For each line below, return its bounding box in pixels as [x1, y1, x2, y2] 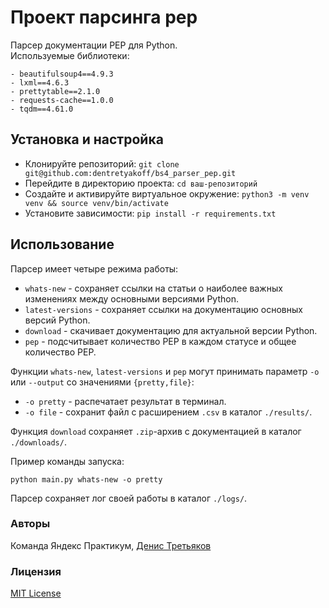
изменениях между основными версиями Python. [24, 292, 239, 305]
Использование [10, 236, 115, 253]
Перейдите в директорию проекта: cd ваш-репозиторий [24, 177, 258, 189]
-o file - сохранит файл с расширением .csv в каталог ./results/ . [24, 406, 313, 418]
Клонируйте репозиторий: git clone [24, 157, 180, 170]
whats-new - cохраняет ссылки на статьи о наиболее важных [24, 282, 283, 294]
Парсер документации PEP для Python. [10, 39, 178, 51]
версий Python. [24, 314, 91, 326]
